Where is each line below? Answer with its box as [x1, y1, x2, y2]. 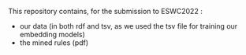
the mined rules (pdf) [19, 38, 89, 47]
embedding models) [19, 30, 85, 39]
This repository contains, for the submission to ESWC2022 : [8, 7, 203, 15]
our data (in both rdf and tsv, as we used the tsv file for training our [19, 22, 238, 30]
